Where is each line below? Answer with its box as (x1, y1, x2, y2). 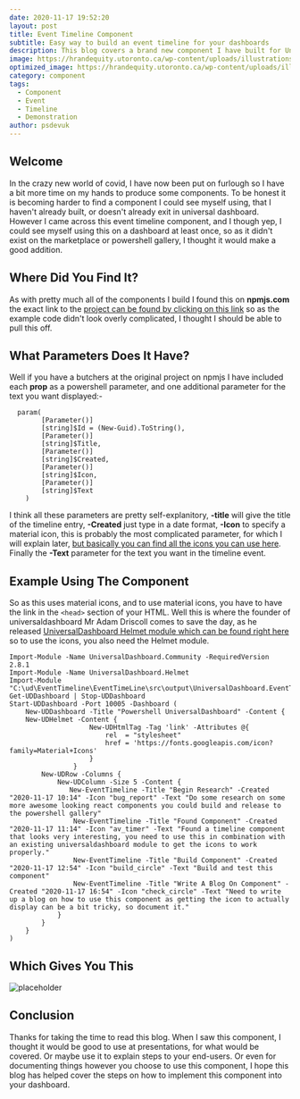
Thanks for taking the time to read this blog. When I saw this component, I (9, 1031, 281, 1042)
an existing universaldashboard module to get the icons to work (9, 841, 257, 850)
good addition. (9, 244, 62, 255)
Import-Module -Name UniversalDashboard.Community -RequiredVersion (9, 653, 270, 662)
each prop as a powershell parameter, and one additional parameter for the (9, 382, 286, 392)
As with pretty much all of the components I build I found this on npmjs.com (9, 294, 290, 305)
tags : (9, 80, 29, 88)
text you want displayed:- (9, 390, 103, 402)
